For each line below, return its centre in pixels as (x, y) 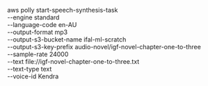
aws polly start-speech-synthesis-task (63, 10)
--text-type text (30, 69)
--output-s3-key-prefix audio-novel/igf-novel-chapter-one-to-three (104, 47)
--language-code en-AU (42, 25)
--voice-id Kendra (33, 76)
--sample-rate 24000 (38, 54)
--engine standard (33, 17)
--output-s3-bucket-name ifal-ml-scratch (67, 40)
